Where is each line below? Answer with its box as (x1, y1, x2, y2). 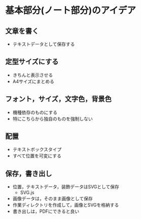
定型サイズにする (5, 57, 59, 66)
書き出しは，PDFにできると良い (12, 208, 80, 214)
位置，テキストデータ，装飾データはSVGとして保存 (12, 184, 119, 190)
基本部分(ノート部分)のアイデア (5, 5, 136, 16)
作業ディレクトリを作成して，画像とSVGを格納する (12, 202, 119, 208)
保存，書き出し (5, 169, 52, 178)
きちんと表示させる (12, 72, 53, 78)
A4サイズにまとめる (12, 78, 55, 84)
